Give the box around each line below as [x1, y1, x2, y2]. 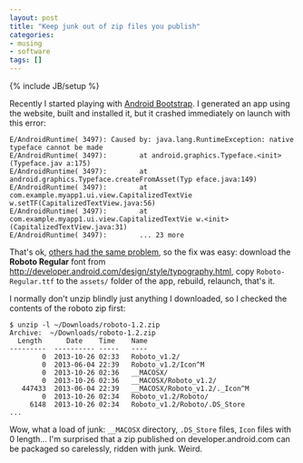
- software [9, 47, 51, 56]
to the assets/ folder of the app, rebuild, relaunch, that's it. [55, 276, 275, 287]
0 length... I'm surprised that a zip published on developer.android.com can [9, 434, 290, 444]
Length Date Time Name [17, 337, 148, 346]
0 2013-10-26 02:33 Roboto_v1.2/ [42, 352, 181, 361]
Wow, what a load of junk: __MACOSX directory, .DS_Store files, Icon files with [9, 424, 292, 435]
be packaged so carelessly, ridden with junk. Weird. [9, 443, 202, 454]
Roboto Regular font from [9, 257, 106, 267]
